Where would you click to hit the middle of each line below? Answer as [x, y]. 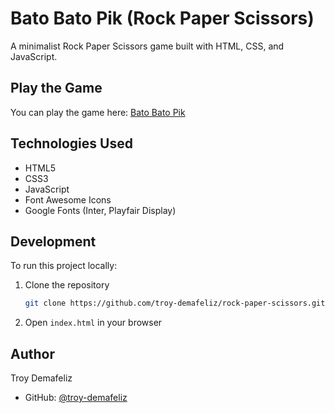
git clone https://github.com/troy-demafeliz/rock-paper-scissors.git [175, 303]
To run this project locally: [64, 266]
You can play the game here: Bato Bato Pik [98, 112]
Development [53, 241]
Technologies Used [71, 143]
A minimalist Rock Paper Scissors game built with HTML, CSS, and [147, 46]
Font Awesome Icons [68, 199]
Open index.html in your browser [93, 323]
